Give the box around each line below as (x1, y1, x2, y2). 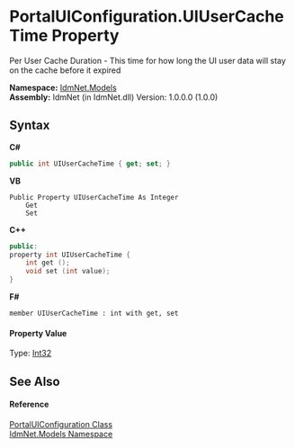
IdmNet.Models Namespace (9, 428, 113, 439)
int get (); (25, 258, 70, 267)
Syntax (9, 118, 50, 133)
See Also (9, 373, 60, 389)
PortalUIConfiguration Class (9, 418, 113, 429)
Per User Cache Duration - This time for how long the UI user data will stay (9, 55, 286, 66)
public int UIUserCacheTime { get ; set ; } (9, 159, 171, 168)
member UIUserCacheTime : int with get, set (9, 309, 179, 318)
